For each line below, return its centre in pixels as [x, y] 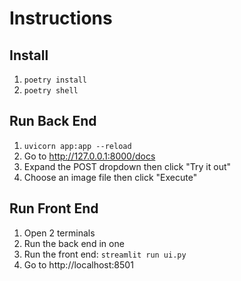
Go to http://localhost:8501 [78, 264]
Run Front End [54, 208]
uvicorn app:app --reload [77, 146]
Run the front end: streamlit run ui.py [105, 254]
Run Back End [53, 121]
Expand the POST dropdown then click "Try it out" [127, 166]
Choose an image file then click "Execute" [110, 177]
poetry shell [51, 91]
